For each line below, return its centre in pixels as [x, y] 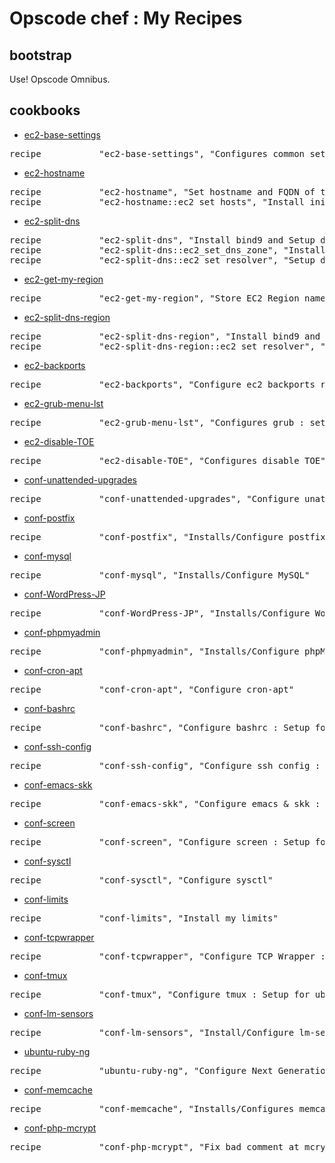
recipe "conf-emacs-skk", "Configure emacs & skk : [165, 803]
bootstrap [40, 55]
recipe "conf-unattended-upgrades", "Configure [154, 498]
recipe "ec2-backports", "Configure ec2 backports [162, 384]
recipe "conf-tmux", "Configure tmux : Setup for [160, 994]
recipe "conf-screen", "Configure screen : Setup [160, 841]
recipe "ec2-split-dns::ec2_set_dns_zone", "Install [167, 250]
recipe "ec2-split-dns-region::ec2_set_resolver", [162, 346]
